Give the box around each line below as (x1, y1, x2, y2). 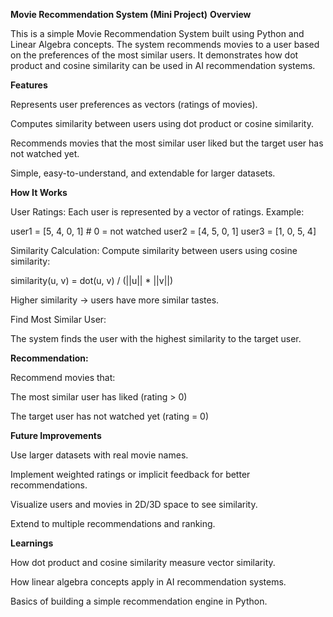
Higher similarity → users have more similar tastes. (10, 294, 220, 306)
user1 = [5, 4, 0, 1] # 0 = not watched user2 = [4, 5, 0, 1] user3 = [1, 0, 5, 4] (10, 225, 317, 237)
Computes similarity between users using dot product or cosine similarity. (10, 118, 314, 129)
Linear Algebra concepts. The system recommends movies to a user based (10, 39, 320, 50)
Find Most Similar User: (10, 314, 107, 325)
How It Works (10, 187, 68, 198)
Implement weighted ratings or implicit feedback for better (10, 469, 251, 480)
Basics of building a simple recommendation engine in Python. (10, 595, 268, 607)
